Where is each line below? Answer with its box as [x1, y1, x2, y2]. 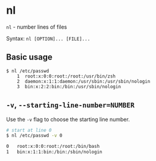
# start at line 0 [6, 127, 52, 133]
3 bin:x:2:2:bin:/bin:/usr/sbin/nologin [17, 83, 121, 89]
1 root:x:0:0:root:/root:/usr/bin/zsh [17, 73, 116, 79]
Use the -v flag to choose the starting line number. [6, 116, 130, 123]
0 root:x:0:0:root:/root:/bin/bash [6, 144, 100, 150]
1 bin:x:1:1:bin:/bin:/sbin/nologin [6, 149, 102, 155]
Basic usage [6, 52, 52, 63]
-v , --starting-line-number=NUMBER [6, 100, 135, 110]
